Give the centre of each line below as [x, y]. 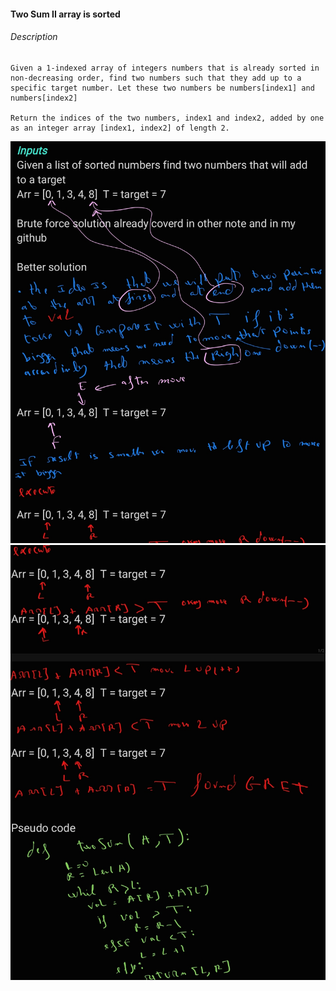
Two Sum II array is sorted [65, 14]
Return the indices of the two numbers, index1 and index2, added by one [167, 118]
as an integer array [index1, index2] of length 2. [120, 128]
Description [34, 37]
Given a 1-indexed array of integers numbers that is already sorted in [165, 68]
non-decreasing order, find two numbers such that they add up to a [156, 78]
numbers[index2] [44, 98]
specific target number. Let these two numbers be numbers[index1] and [162, 88]
